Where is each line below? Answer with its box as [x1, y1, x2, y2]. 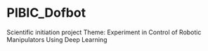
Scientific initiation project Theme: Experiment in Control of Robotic [6, 28, 202, 36]
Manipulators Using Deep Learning [6, 35, 108, 43]
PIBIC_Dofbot [6, 5, 86, 21]
